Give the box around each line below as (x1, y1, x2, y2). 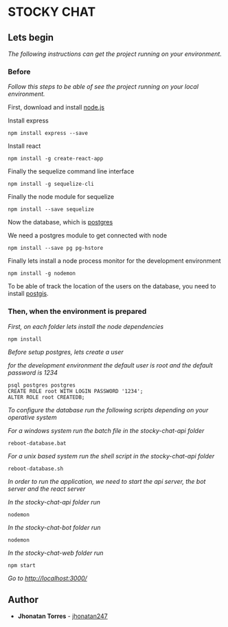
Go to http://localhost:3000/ (8, 574, 88, 582)
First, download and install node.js (8, 103, 105, 111)
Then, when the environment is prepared (8, 307, 147, 317)
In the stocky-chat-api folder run (8, 498, 101, 506)
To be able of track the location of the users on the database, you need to (8, 282, 216, 290)
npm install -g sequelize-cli (8, 180, 95, 188)
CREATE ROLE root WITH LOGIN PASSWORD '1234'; (8, 387, 144, 394)
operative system (8, 413, 57, 421)
